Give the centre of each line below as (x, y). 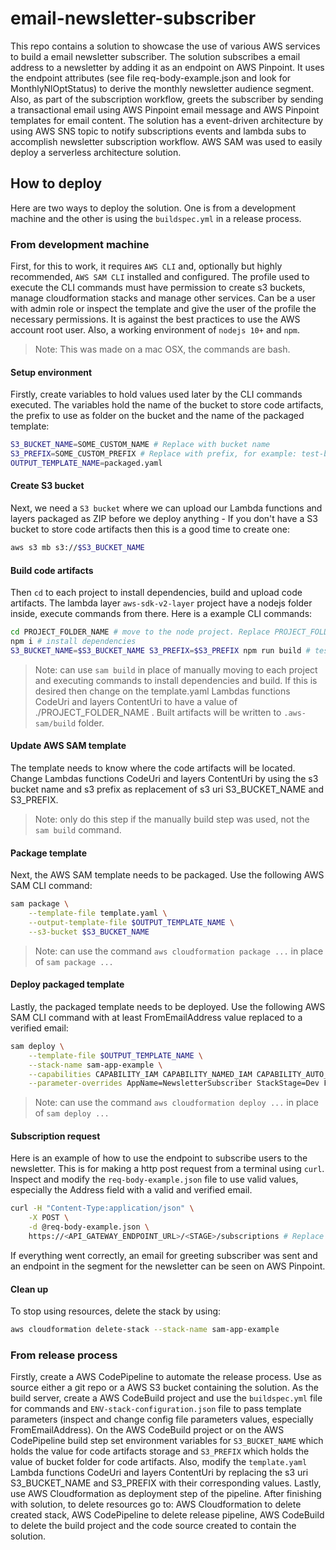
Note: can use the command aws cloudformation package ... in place (179, 951)
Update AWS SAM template (68, 746)
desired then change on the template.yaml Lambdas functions (162, 691)
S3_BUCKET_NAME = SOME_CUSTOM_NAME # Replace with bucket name (140, 445)
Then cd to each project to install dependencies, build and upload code (156, 593)
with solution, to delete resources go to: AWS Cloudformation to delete (156, 1504)
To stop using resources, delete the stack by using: (116, 1311)
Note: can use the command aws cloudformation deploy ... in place (176, 1103)
